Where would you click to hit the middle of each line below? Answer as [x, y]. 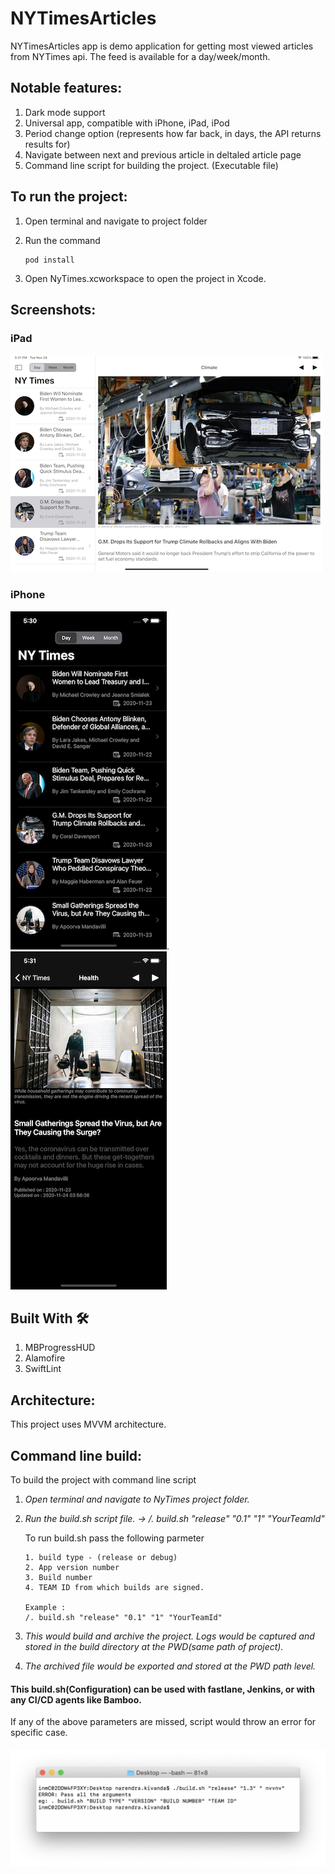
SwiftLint [43, 1369]
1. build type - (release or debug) [101, 1557]
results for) [47, 144]
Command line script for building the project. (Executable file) [151, 165]
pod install [49, 260]
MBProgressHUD [60, 1348]
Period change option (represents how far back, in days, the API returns [173, 133]
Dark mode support [65, 112]
